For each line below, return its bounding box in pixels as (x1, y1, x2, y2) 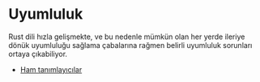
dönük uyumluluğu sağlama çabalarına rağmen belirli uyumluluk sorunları (8, 40, 253, 50)
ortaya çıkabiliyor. (8, 49, 67, 58)
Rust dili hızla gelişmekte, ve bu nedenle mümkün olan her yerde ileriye (8, 32, 245, 41)
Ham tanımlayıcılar (19, 64, 83, 74)
